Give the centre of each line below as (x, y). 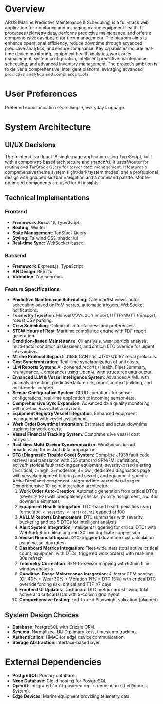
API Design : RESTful (33, 271)
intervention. (25, 352)
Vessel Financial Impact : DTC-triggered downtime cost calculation (87, 538)
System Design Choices (42, 615)
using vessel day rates (42, 543)
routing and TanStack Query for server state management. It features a (76, 167)
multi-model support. (33, 388)
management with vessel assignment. (50, 419)
